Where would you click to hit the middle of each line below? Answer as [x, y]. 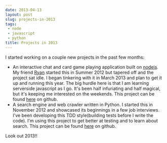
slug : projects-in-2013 [30, 19]
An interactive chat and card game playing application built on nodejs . [85, 67]
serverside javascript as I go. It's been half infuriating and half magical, [87, 88]
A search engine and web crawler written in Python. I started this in [83, 105]
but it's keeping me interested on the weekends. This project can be [83, 93]
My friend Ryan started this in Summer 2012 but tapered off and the [83, 72]
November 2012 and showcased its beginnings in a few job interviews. [86, 110]
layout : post [19, 15]
